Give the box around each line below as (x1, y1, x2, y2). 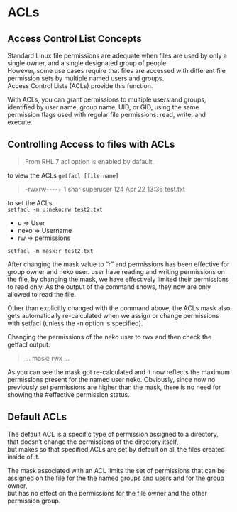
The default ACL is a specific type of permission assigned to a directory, (7, 430, 219, 438)
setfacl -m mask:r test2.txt (7, 247, 94, 254)
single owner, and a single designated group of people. (7, 59, 169, 67)
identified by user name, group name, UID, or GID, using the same (7, 103, 200, 111)
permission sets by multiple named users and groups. (7, 74, 165, 82)
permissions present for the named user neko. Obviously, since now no (7, 375, 216, 383)
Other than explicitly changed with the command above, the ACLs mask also (7, 303, 231, 312)
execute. (7, 118, 33, 126)
